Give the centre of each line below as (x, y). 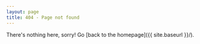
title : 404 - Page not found (43, 17)
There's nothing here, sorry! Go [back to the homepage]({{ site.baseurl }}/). (100, 34)
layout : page (23, 12)
